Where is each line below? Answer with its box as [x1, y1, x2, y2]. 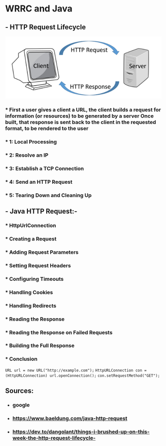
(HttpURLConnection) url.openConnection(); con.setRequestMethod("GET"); [5, 373, 160, 378]
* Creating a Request [5, 235, 57, 242]
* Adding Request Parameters [5, 248, 79, 255]
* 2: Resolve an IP [5, 152, 49, 159]
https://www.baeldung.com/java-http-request [12, 415, 128, 422]
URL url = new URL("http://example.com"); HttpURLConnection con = [5, 368, 147, 373]
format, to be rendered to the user [5, 125, 88, 132]
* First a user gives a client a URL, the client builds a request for [5, 107, 161, 113]
